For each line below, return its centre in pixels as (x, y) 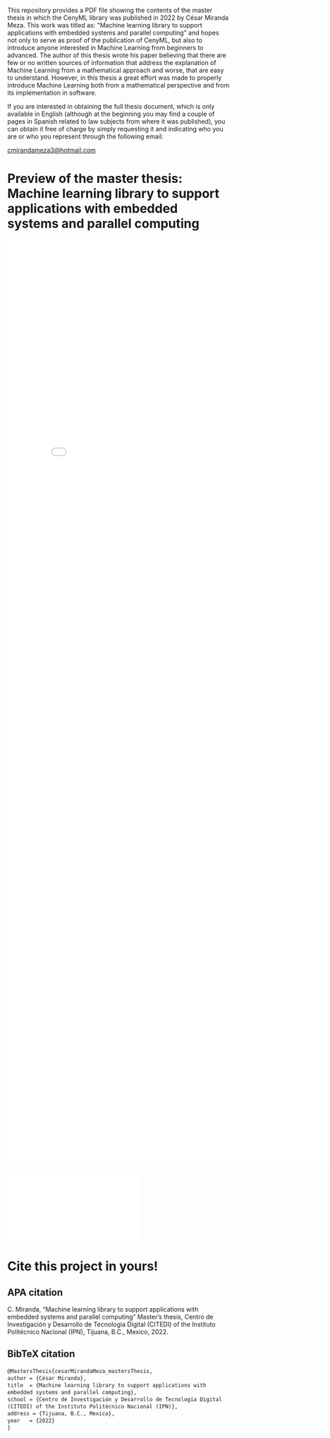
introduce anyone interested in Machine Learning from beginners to (105, 48)
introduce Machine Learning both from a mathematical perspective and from (118, 85)
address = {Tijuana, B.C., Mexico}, (61, 1413)
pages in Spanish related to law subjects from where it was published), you (116, 121)
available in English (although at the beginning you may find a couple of (111, 114)
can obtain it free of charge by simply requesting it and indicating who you (115, 129)
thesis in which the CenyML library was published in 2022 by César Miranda (118, 18)
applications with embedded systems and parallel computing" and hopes (114, 32)
